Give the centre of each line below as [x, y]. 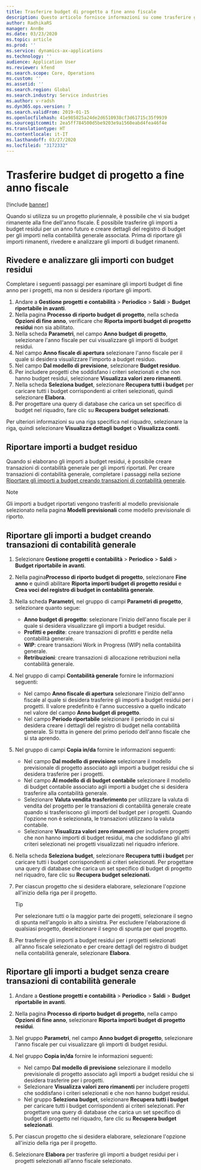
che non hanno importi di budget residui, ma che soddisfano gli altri [107, 838]
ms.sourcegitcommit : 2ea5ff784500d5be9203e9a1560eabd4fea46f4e [87, 123]
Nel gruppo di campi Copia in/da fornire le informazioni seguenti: [95, 750]
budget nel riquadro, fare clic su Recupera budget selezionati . [92, 410]
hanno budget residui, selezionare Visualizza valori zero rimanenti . [98, 379]
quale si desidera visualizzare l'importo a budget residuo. [86, 359]
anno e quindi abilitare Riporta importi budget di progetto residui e [98, 584]
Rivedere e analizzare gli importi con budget [90, 260]
